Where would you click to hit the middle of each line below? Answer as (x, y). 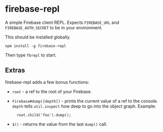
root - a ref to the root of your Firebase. (52, 92)
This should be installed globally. (38, 37)
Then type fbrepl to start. (31, 55)
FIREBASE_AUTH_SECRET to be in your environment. (54, 27)
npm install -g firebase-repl (36, 46)
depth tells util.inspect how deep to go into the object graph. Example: (84, 106)
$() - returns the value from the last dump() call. (60, 124)
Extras (15, 70)
